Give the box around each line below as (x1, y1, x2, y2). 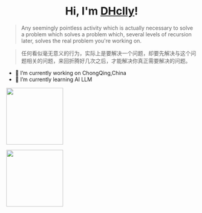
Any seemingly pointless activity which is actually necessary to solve (21, 24, 194, 31)
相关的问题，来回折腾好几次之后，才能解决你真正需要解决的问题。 (26, 57, 191, 64)
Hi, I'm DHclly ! (65, 4, 138, 18)
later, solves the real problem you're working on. (21, 37, 142, 44)
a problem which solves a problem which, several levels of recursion (21, 30, 192, 38)
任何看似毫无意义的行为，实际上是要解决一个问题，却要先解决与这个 (21, 50, 191, 57)
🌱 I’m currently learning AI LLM (15, 76, 93, 83)
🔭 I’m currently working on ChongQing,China (15, 69, 127, 76)
